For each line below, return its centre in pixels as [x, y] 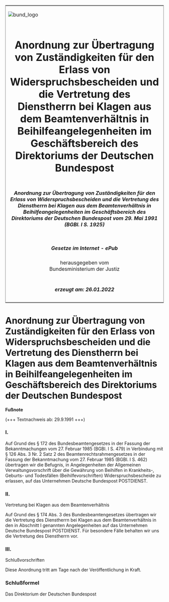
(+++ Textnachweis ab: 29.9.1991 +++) [45, 419]
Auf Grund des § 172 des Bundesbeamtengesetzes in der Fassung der [78, 443]
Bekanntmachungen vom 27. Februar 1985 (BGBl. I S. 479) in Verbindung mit [84, 449]
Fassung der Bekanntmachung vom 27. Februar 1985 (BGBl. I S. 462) [76, 459]
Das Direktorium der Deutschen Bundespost [51, 594]
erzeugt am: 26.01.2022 [84, 289]
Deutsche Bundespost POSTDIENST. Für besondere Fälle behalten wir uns [82, 531]
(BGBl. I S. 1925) [84, 224]
